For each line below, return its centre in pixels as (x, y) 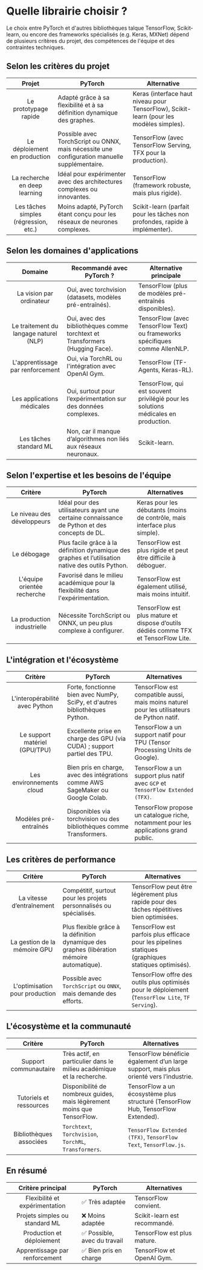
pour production (33, 994)
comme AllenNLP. (163, 349)
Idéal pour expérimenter (92, 174)
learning (31, 193)
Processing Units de (163, 750)
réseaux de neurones (88, 221)
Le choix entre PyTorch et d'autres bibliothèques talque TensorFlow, (91, 28)
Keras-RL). (177, 370)
